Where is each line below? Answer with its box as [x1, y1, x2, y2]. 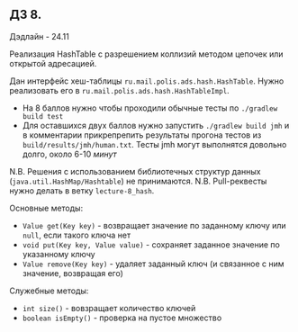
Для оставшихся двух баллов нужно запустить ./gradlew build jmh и [22, 120, 290, 130]
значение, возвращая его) [22, 267, 124, 278]
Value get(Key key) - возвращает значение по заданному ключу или [22, 220, 286, 230]
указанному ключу [22, 248, 96, 259]
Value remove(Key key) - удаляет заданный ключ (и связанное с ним [22, 258, 285, 269]
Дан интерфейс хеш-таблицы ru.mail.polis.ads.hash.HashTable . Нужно [9, 76, 284, 86]
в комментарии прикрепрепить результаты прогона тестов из [22, 130, 262, 140]
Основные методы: [9, 202, 84, 213]
